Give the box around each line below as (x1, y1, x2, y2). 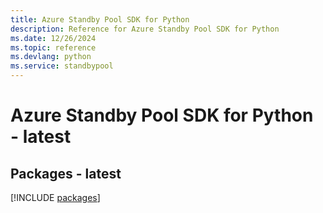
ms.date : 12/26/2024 (10, 33, 97, 43)
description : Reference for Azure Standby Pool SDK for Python (10, 24, 280, 34)
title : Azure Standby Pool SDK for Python (10, 14, 190, 25)
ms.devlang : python (10, 52, 92, 62)
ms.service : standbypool (10, 61, 114, 71)
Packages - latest (10, 165, 122, 182)
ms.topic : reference (10, 42, 97, 53)
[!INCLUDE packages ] (10, 192, 101, 203)
